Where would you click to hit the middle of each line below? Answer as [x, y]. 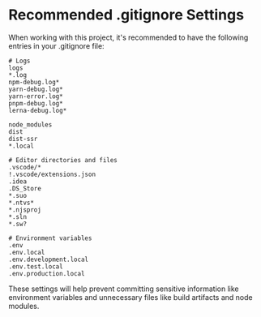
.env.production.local [47, 273]
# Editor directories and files [63, 160]
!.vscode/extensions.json [52, 174]
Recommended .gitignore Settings [126, 15]
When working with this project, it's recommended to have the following [128, 37]
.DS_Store [25, 188]
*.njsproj [25, 210]
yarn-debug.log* [36, 89]
